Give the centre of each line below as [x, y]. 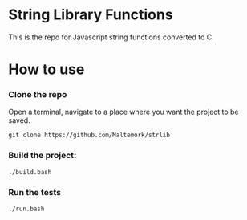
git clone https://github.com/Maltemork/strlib [89, 135]
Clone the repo [38, 95]
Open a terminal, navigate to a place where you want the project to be [123, 112]
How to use [47, 69]
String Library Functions [91, 15]
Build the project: [43, 156]
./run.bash [26, 209]
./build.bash [30, 172]
